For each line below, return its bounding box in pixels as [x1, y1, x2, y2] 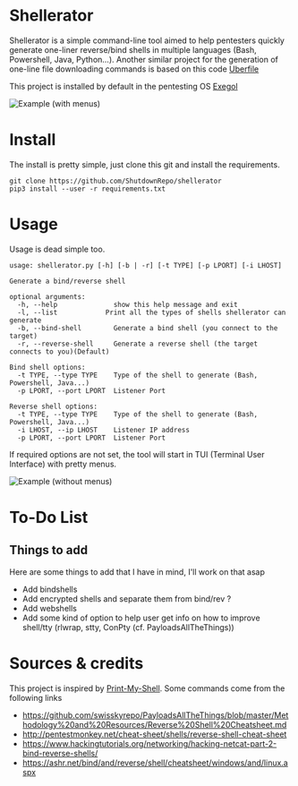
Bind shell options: [9, 363, 87, 372]
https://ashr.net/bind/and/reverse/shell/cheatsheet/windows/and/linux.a [21, 757, 288, 768]
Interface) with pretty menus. [9, 458, 117, 469]
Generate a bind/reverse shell [9, 277, 126, 286]
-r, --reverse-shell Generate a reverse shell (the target [17, 339, 258, 348]
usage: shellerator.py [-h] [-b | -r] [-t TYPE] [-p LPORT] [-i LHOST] [9, 261, 282, 269]
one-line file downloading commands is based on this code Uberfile [9, 64, 260, 74]
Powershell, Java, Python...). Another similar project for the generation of [9, 54, 279, 64]
